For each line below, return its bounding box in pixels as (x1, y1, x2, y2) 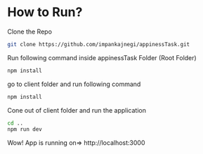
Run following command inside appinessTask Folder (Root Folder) (7, 53, 197, 62)
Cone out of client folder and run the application (7, 106, 146, 114)
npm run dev (7, 126, 42, 133)
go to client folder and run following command (7, 80, 141, 88)
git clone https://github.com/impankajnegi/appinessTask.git (7, 41, 190, 48)
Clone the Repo (7, 27, 53, 36)
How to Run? (7, 4, 83, 20)
